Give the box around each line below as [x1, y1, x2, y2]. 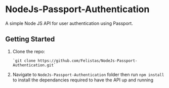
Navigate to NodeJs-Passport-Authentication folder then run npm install [12, 71, 164, 77]
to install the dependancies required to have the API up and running [12, 77, 153, 83]
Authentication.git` [12, 62, 56, 68]
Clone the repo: [12, 48, 46, 54]
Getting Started [5, 35, 55, 43]
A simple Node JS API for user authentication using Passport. [5, 20, 133, 26]
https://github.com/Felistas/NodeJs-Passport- [37, 58, 138, 63]
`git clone [12, 58, 36, 63]
